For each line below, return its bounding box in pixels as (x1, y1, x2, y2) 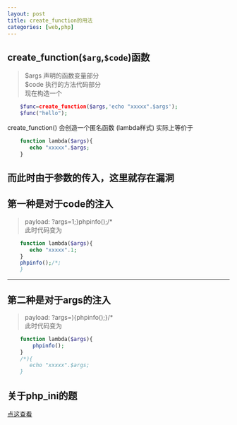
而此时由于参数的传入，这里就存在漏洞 (7, 172, 174, 184)
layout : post (7, 10, 46, 18)
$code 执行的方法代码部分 (24, 80, 101, 89)
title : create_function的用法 (7, 17, 93, 24)
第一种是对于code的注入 (7, 198, 114, 210)
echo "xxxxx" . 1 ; (29, 246, 78, 253)
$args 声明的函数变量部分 (24, 71, 99, 80)
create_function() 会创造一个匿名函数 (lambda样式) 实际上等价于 (7, 123, 194, 131)
